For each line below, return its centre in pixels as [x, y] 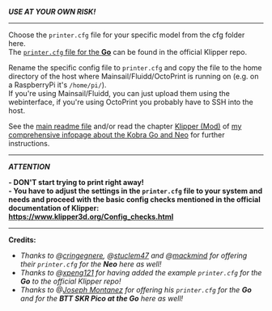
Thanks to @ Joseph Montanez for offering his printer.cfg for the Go [136, 290]
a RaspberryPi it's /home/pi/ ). [57, 85]
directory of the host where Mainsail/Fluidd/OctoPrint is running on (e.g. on [134, 76]
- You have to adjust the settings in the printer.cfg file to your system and [136, 191]
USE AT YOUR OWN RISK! [52, 12]
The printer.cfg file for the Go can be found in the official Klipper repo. [128, 52]
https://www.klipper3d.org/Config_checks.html [91, 216]
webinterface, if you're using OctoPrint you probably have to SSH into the [131, 102]
